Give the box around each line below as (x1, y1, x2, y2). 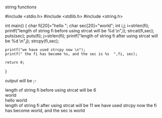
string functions (5, 4, 37, 10)
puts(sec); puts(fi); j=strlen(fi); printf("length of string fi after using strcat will (5, 33, 158, 39)
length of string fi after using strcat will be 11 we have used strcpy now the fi (5, 103, 157, 108)
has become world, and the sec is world (5, 108, 85, 113)
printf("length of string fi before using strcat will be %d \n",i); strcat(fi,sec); (5, 28, 154, 33)
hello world (5, 97, 28, 103)
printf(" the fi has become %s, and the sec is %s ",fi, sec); (5, 52, 138, 56)
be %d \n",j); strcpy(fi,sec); (5, 38, 59, 44)
